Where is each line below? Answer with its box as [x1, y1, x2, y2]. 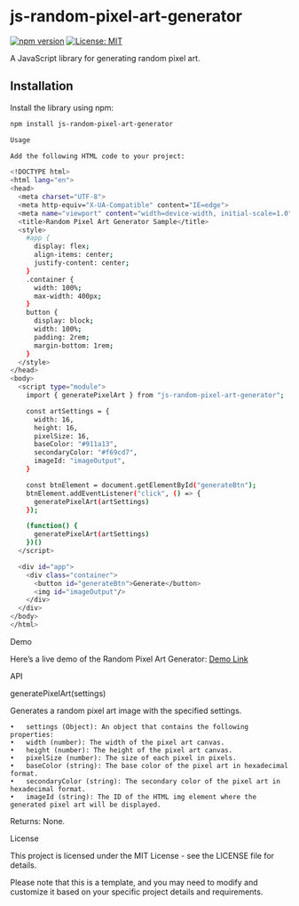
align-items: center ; [33, 251, 114, 260]
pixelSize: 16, [33, 431, 90, 441]
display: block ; [33, 317, 94, 325]
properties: [10, 730, 54, 739]
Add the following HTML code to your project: [10, 151, 185, 161]
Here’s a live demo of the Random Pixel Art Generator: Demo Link [10, 653, 248, 664]
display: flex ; [33, 242, 90, 251]
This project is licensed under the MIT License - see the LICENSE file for [10, 850, 274, 861]
